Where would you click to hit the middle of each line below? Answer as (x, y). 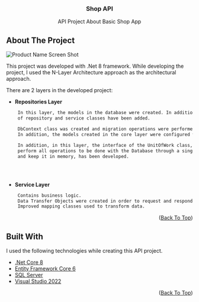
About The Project (41, 40)
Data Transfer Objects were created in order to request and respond (105, 201)
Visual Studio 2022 (38, 281)
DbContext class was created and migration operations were (93, 129)
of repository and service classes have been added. (84, 118)
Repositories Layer (38, 102)
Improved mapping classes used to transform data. (81, 206)
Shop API (99, 8)
